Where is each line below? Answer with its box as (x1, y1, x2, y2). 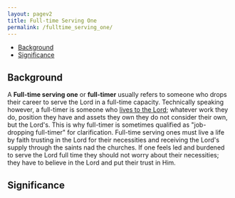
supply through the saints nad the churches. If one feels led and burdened (7, 143, 225, 152)
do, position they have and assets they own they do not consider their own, (7, 113, 228, 122)
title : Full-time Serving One (7, 17, 98, 24)
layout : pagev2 (7, 10, 53, 18)
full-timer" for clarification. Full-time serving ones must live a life (35, 128, 225, 137)
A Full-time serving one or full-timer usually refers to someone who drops (7, 90, 228, 99)
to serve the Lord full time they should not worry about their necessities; (7, 151, 219, 160)
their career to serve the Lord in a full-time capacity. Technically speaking (7, 98, 224, 107)
